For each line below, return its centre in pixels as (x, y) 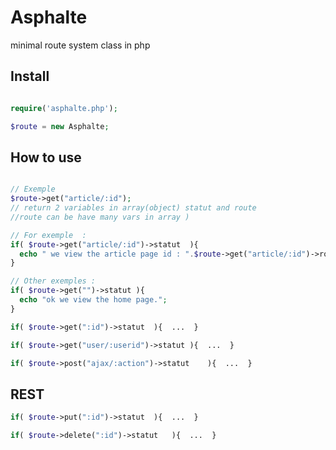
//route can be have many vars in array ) (100, 217)
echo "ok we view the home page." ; (93, 300)
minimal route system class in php (80, 45)
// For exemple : (48, 235)
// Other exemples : (53, 281)
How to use (46, 157)
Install (30, 76)
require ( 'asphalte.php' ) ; (64, 108)
